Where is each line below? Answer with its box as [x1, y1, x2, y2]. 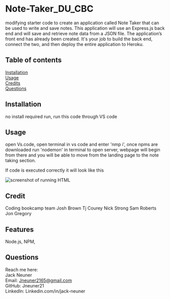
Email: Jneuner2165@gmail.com [5, 277, 72, 283]
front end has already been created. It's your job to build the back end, [5, 36, 153, 42]
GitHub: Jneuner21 [5, 282, 45, 288]
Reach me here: [5, 266, 38, 273]
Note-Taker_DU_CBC [5, 3, 94, 15]
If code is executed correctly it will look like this [5, 167, 104, 173]
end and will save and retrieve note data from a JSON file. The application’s [5, 30, 162, 36]
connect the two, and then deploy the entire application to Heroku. [5, 41, 144, 47]
